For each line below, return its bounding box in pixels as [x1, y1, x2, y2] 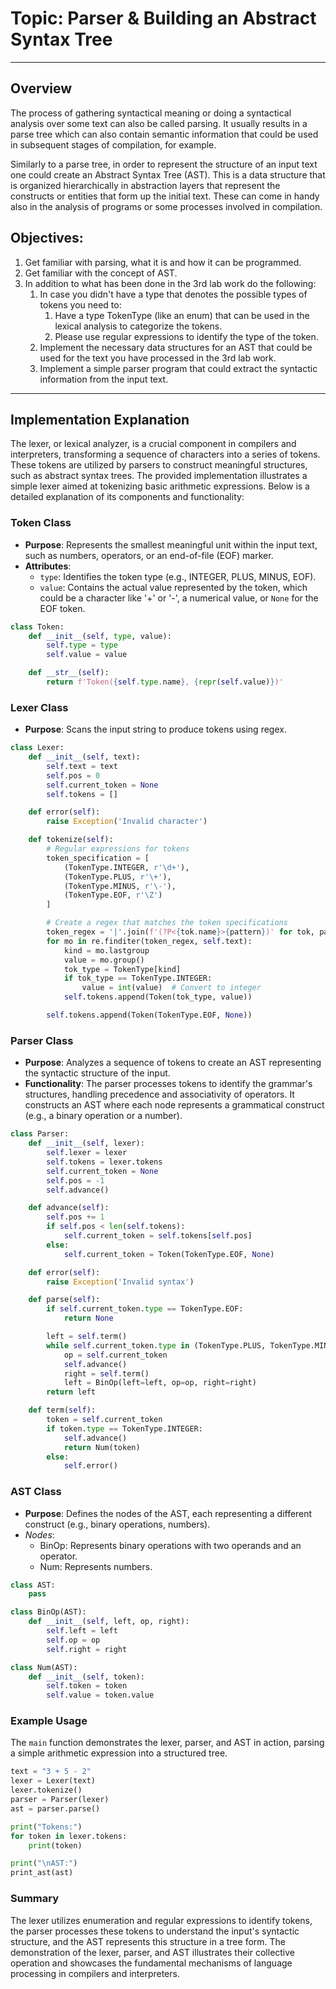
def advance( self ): [28, 1203, 110, 1213]
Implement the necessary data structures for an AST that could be [39, 341, 313, 353]
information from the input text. [39, 373, 169, 385]
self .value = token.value [46, 1690, 155, 1701]
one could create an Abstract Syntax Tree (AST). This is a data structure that [10, 168, 326, 181]
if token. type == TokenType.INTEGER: [46, 1423, 203, 1434]
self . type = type [46, 640, 118, 651]
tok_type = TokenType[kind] [63, 964, 182, 974]
